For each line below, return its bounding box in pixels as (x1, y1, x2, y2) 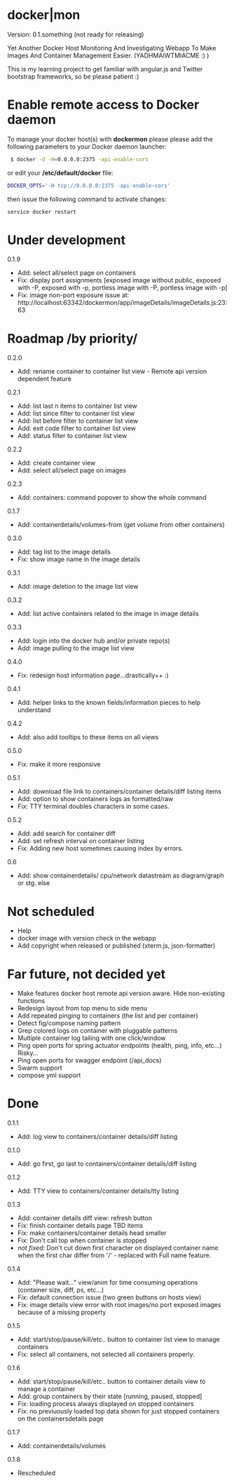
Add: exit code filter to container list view (17, 424, 137, 432)
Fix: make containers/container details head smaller (17, 1229, 167, 1237)
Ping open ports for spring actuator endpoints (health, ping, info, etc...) (17, 1041, 222, 1050)
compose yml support (17, 1071, 81, 1079)
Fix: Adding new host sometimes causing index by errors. (17, 845, 184, 853)
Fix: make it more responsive (17, 760, 101, 769)
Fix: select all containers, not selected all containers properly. (17, 1350, 195, 1359)
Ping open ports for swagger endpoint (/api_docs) (17, 1056, 163, 1065)
